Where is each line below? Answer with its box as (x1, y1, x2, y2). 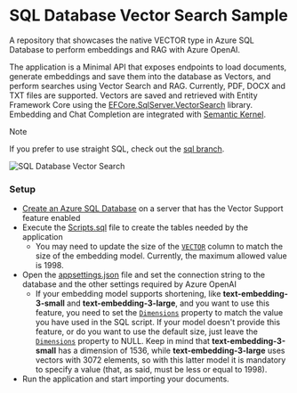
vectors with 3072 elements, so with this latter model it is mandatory (35, 355, 286, 365)
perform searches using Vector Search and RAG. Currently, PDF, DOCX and (9, 80, 286, 91)
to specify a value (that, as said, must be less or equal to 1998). (35, 364, 268, 375)
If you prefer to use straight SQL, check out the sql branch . (9, 143, 225, 154)
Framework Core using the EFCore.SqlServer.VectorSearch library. (9, 99, 253, 110)
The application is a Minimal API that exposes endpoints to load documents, (9, 61, 287, 72)
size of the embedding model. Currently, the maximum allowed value (35, 250, 287, 261)
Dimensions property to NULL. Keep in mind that (35, 336, 211, 347)
